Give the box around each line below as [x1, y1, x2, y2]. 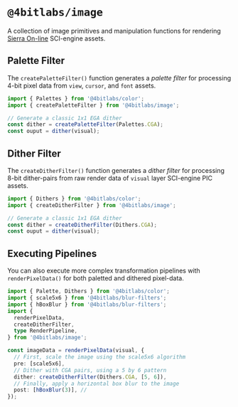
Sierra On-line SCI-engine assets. [7, 34, 106, 43]
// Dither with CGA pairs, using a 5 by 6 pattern [13, 366, 167, 374]
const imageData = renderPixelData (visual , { [7, 347, 144, 354]
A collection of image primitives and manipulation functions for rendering [7, 26, 222, 35]
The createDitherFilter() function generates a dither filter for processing [7, 166, 225, 174]
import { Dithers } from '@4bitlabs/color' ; [7, 195, 141, 202]
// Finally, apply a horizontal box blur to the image [13, 380, 180, 387]
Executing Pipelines [7, 248, 97, 260]
